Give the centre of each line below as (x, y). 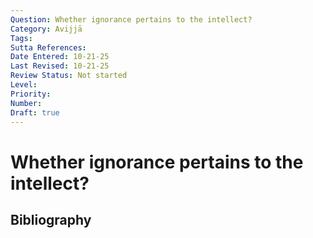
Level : (24, 85)
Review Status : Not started (69, 76)
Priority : (31, 94)
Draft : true (35, 112)
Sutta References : (48, 47)
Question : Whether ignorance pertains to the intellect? (131, 19)
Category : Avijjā (46, 29)
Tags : (21, 38)
